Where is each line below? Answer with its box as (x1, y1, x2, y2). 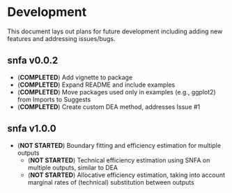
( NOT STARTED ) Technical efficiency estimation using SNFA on (27, 156, 210, 164)
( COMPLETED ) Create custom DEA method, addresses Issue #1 (17, 102, 201, 111)
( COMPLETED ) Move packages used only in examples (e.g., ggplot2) (17, 87, 216, 96)
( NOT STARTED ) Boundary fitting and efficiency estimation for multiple (17, 141, 222, 149)
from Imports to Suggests (17, 95, 91, 103)
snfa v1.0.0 (7, 123, 57, 135)
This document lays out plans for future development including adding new (7, 27, 223, 35)
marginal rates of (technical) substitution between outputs (27, 178, 195, 186)
